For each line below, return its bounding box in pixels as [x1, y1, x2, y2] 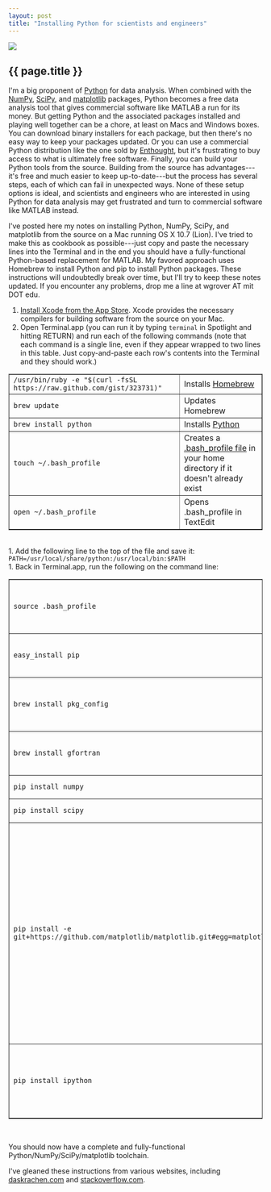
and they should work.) [19, 356, 98, 367]
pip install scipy [13, 806, 85, 815]
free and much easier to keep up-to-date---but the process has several [19, 171, 258, 181]
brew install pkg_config [13, 699, 109, 709]
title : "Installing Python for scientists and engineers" [8, 19, 207, 27]
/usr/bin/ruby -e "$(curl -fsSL [13, 376, 138, 385]
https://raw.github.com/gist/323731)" [13, 384, 163, 393]
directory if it [184, 463, 232, 474]
